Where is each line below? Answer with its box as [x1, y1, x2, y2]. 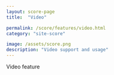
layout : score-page [6, 8, 55, 15]
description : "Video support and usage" [6, 47, 109, 53]
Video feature [6, 63, 40, 70]
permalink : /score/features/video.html [6, 25, 106, 31]
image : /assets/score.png [6, 41, 71, 48]
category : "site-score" [6, 30, 66, 36]
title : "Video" [6, 14, 47, 20]
